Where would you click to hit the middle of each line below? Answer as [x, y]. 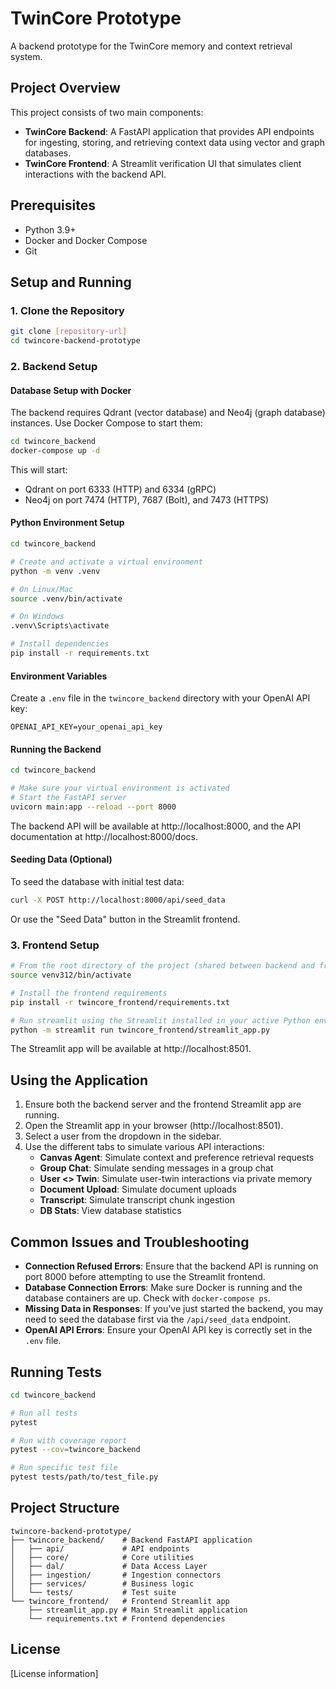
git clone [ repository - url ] [69, 332]
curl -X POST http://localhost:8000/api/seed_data [118, 900]
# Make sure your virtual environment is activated [120, 788]
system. [26, 56]
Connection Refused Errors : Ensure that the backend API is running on [171, 1266]
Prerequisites [53, 205]
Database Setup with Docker [71, 390]
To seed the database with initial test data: [97, 882]
